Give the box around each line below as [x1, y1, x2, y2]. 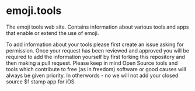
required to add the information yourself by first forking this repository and [6, 53, 186, 60]
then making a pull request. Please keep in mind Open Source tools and [6, 60, 178, 66]
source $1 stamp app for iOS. [6, 78, 76, 85]
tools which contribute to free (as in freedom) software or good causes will [6, 65, 186, 72]
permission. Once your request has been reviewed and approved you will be [6, 47, 190, 54]
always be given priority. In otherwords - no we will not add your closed [6, 72, 179, 79]
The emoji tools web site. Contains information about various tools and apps [6, 23, 189, 30]
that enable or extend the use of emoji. [6, 29, 99, 36]
